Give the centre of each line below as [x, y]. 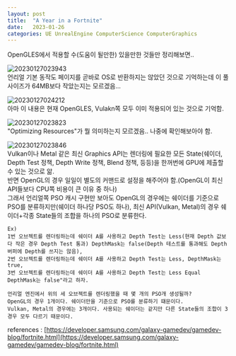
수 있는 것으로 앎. [31, 171]
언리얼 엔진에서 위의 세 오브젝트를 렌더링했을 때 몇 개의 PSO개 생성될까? [100, 294]
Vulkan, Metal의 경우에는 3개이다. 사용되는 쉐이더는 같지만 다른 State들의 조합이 [114, 309]
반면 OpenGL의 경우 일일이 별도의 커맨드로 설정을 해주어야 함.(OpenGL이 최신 [115, 180]
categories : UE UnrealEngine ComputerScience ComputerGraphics [102, 34]
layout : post [26, 14]
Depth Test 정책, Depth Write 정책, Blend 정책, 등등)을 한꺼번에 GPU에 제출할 [116, 163]
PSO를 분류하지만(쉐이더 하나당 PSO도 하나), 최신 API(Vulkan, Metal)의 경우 [113, 207]
